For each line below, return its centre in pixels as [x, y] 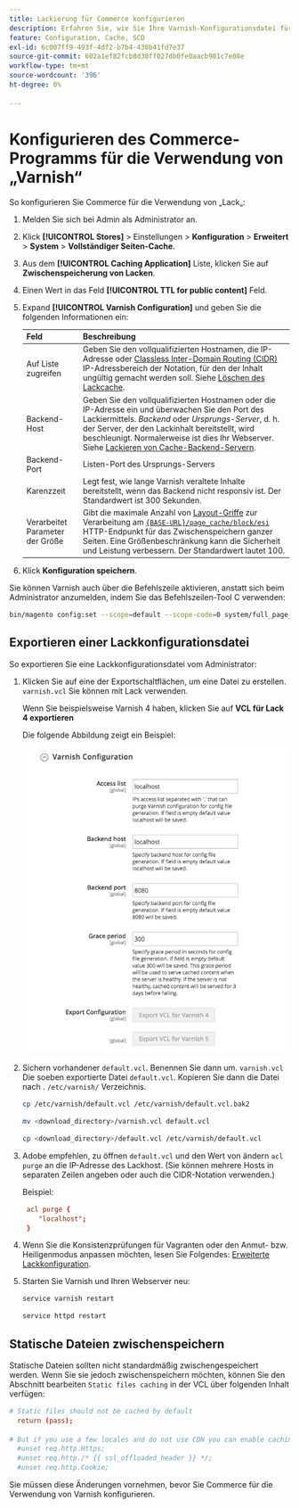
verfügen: [27, 1393]
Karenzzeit [46, 491]
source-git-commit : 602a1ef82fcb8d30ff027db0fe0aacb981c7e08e [127, 57]
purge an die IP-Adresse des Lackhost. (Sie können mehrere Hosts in [148, 1165]
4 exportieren [48, 717]
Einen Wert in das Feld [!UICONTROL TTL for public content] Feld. [145, 290]
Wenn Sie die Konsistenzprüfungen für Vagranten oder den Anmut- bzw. [155, 1245]
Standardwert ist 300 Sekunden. [142, 500]
